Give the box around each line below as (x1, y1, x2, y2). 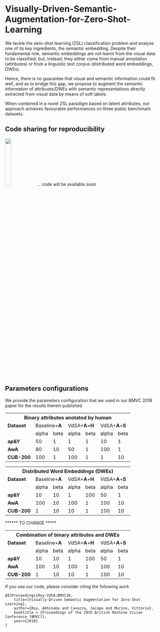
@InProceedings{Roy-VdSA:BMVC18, (5, 593, 73, 598)
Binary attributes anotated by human (24, 414, 112, 421)
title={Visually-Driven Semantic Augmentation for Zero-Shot (14, 597, 140, 602)
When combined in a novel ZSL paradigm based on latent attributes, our (5, 100, 150, 106)
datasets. (5, 111, 24, 116)
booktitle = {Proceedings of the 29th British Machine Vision (14, 610, 143, 615)
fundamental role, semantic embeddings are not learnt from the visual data (5, 50, 156, 57)
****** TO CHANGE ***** (5, 520, 57, 526)
